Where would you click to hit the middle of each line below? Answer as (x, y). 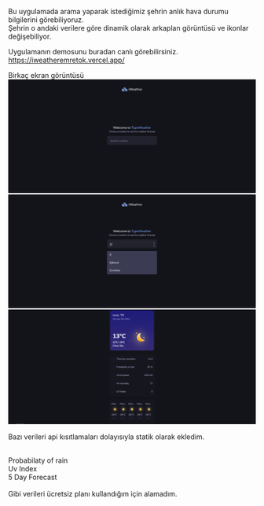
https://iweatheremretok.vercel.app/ (66, 60)
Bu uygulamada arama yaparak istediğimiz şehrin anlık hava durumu (119, 11)
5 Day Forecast (33, 477)
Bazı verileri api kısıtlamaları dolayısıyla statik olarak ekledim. (106, 437)
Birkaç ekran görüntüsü (46, 75)
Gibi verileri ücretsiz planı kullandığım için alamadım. (93, 494)
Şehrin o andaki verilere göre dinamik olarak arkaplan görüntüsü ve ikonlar (128, 28)
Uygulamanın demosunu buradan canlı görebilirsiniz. (93, 52)
